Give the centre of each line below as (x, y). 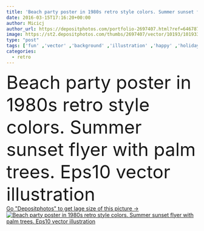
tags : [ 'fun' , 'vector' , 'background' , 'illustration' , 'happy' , (92, 46)
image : (15, 35)
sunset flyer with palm (101, 149)
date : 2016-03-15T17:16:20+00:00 (49, 18)
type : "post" (23, 40)
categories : (21, 52)
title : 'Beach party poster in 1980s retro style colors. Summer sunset (100, 12)
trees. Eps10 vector (89, 172)
